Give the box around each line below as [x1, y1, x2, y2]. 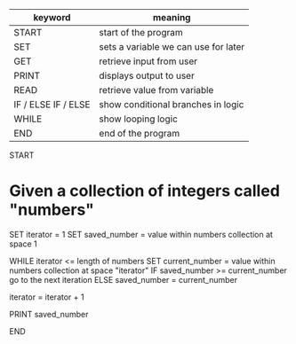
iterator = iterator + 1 [9, 292, 84, 302]
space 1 [9, 238, 37, 249]
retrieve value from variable [99, 84, 214, 96]
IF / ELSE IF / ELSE [13, 98, 91, 110]
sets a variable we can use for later [99, 41, 245, 52]
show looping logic [99, 113, 178, 125]
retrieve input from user [99, 55, 198, 67]
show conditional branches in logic [99, 98, 244, 110]
